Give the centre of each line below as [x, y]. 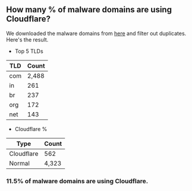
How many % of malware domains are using [89, 10]
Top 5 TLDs [29, 51]
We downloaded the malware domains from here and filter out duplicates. [96, 33]
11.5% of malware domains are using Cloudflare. [77, 181]
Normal [19, 163]
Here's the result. [27, 39]
